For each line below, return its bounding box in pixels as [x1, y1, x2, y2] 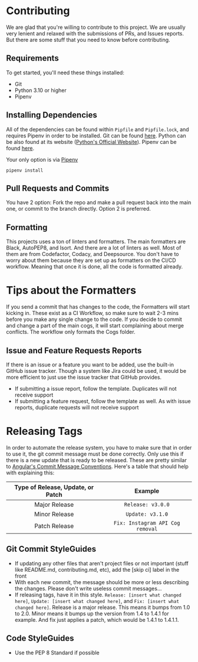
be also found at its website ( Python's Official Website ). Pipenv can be [6, 138, 177, 145]
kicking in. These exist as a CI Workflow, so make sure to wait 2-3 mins [6, 310, 179, 317]
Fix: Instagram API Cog [113, 519, 180, 526]
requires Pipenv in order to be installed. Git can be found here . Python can [6, 132, 187, 139]
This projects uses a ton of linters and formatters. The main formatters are [6, 238, 186, 245]
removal [136, 525, 158, 532]
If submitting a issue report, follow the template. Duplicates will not [14, 385, 177, 392]
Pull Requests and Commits [6, 183, 110, 193]
